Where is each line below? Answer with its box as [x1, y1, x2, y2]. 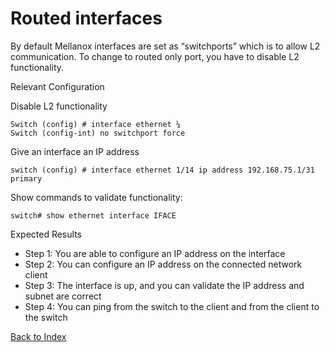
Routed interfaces [10, 7, 163, 30]
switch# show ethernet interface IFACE [10, 210, 177, 221]
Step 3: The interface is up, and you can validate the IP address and [24, 279, 305, 291]
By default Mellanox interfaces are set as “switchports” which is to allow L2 [10, 40, 321, 52]
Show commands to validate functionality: [10, 191, 183, 203]
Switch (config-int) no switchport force [10, 128, 186, 138]
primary [10, 173, 43, 184]
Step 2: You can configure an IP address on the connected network [24, 258, 303, 270]
